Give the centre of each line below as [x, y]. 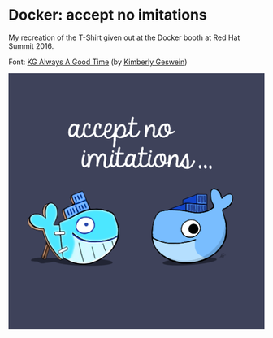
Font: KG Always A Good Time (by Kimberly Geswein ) [98, 62]
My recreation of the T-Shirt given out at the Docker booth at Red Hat [124, 37]
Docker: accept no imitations [108, 15]
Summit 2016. [31, 45]
